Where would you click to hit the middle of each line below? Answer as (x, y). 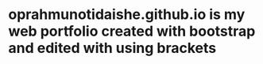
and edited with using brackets (112, 48)
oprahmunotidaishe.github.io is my (127, 15)
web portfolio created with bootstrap (132, 31)
